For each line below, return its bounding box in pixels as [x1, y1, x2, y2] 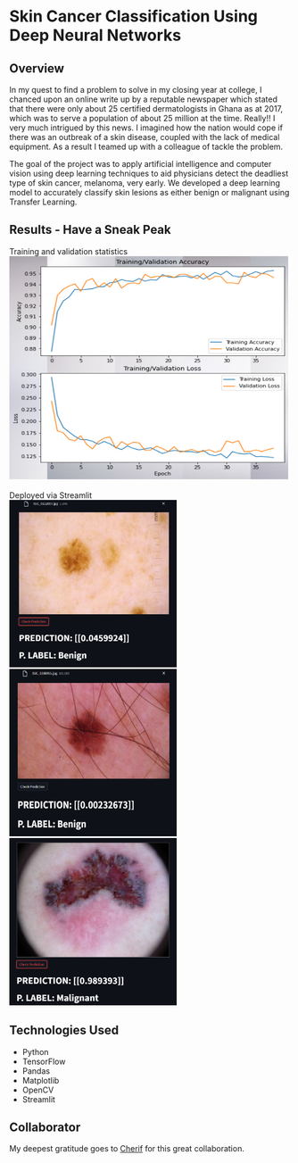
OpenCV [21, 1084, 54, 1095]
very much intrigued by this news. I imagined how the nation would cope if [9, 122, 284, 133]
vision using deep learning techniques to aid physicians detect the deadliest [9, 168, 288, 179]
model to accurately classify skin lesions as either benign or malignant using [9, 187, 290, 197]
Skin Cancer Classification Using [9, 6, 259, 27]
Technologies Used [9, 1023, 119, 1038]
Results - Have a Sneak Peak [9, 222, 171, 237]
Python [21, 1046, 49, 1057]
